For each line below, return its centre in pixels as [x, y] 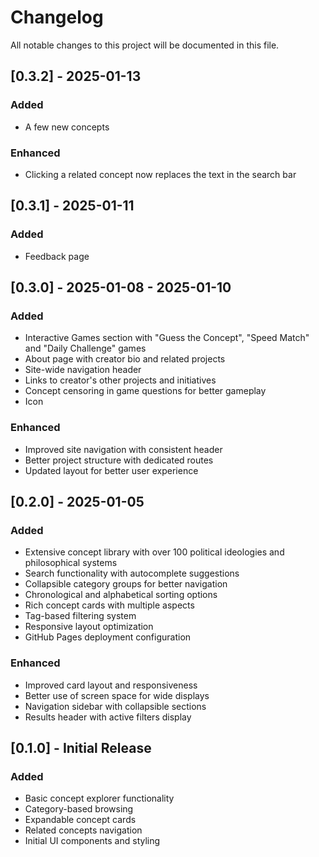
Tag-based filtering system [80, 616]
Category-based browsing [79, 809]
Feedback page [57, 256]
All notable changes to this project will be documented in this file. [145, 45]
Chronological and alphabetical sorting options [121, 595]
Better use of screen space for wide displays [117, 695]
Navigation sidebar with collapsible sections [115, 706]
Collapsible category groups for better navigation [126, 584]
